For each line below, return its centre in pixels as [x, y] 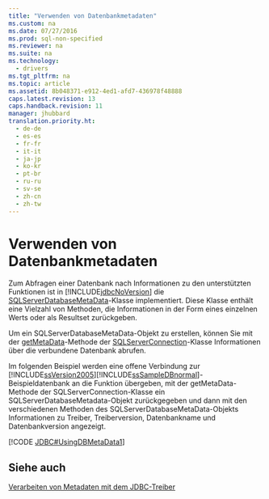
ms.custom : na [32, 23]
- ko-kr [29, 167]
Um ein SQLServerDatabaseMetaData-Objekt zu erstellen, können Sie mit [130, 333]
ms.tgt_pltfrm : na [39, 76]
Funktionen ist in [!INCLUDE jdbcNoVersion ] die [86, 292]
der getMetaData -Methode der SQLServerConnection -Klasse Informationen [134, 342]
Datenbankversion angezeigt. [57, 426]
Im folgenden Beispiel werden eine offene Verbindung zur [104, 366]
